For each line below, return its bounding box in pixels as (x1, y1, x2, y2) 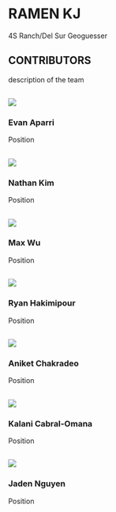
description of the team (8, 74, 84, 84)
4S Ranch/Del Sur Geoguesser (8, 31, 108, 40)
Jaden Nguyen (8, 478, 65, 489)
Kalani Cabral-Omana (8, 418, 93, 429)
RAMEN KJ (8, 5, 81, 23)
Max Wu (8, 237, 41, 248)
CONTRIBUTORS (8, 54, 92, 67)
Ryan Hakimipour (8, 298, 77, 309)
